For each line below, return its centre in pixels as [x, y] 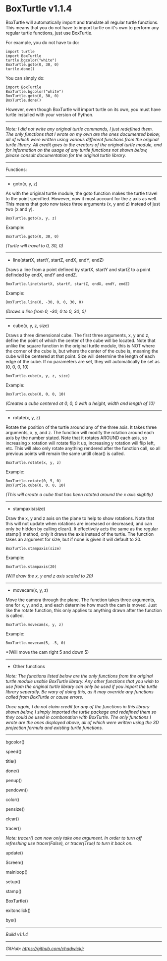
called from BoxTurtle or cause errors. [45, 697]
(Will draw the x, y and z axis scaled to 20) [50, 576]
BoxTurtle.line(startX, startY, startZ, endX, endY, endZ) [68, 284]
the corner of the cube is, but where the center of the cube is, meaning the [82, 351]
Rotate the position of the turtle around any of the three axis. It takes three [81, 427]
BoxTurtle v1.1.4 [39, 9]
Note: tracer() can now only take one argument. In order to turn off [74, 838]
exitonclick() [18, 910]
